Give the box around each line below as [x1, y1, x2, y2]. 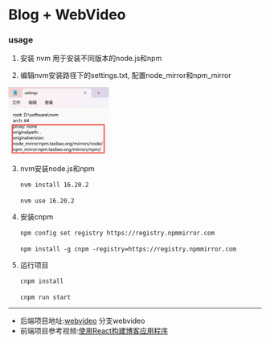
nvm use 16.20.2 [19, 197, 75, 205]
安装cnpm [19, 211, 54, 222]
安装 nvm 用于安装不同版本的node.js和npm [19, 54, 162, 63]
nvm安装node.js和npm [19, 163, 95, 174]
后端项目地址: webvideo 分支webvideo [19, 316, 145, 325]
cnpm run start [19, 293, 72, 301]
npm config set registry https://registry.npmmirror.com [19, 229, 215, 237]
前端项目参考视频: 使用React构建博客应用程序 [19, 325, 169, 335]
